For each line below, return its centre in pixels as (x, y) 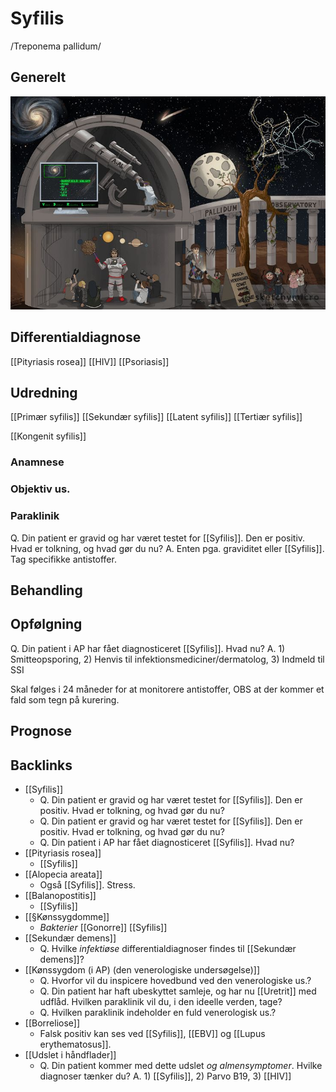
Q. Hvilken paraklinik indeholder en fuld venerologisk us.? (158, 1012)
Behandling (46, 590)
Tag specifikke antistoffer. (63, 559)
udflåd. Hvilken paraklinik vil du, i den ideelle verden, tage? (161, 1001)
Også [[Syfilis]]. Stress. (87, 884)
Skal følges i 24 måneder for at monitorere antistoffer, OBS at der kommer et (167, 689)
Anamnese (37, 462)
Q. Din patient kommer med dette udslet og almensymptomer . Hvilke (181, 1065)
